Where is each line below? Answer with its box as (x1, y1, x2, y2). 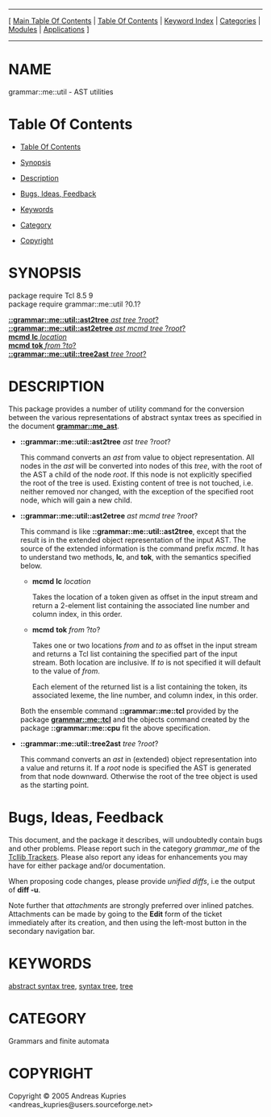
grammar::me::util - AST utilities (8, 86, 114, 97)
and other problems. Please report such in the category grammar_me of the (8, 844, 261, 853)
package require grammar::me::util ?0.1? (8, 299, 141, 309)
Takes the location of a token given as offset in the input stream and (31, 592, 258, 602)
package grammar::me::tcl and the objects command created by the (19, 715, 250, 724)
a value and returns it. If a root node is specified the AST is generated (19, 763, 252, 773)
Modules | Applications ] (8, 25, 90, 34)
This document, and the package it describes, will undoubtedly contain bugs (8, 835, 263, 844)
